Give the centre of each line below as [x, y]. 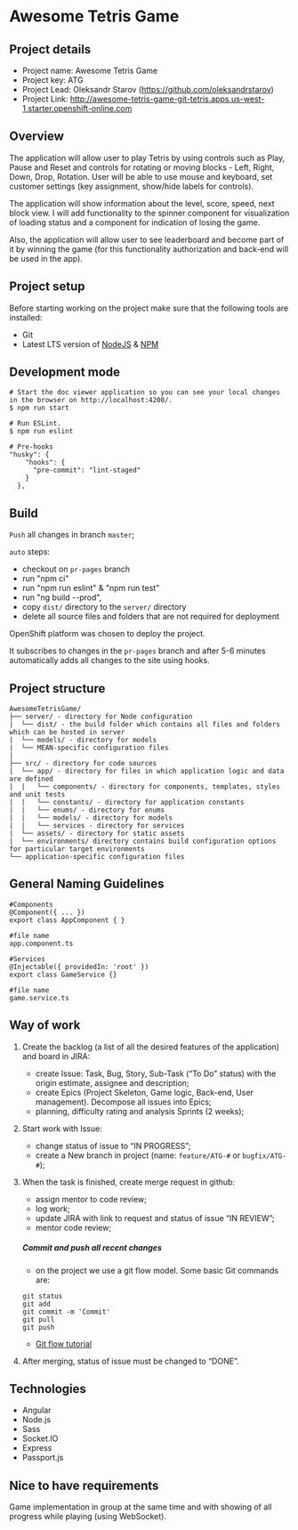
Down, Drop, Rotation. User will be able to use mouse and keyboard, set [141, 176]
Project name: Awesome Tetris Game [90, 70]
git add [36, 1304]
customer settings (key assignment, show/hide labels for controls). [132, 186]
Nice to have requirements [84, 1485]
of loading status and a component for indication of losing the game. [135, 222]
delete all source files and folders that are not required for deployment [151, 617]
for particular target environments [77, 849]
